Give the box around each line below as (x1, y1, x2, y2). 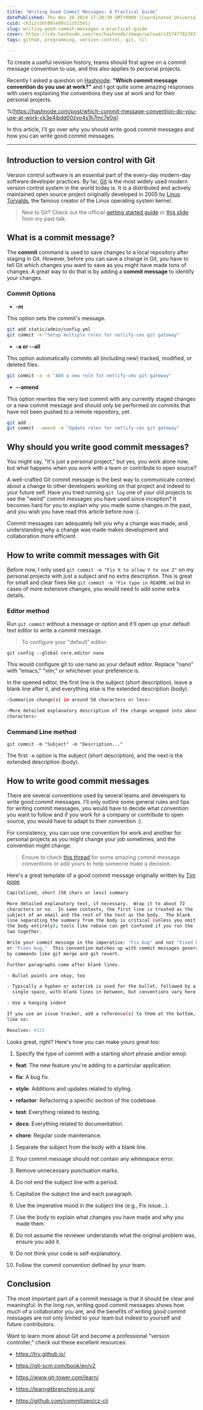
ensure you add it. (15, 1238, 61, 1245)
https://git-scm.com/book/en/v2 (15, 1362, 96, 1369)
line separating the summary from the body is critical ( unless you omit (7, 917, 196, 923)
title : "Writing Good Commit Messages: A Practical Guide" (7, 8, 158, 15)
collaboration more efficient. (7, 533, 77, 540)
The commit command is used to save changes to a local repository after (7, 248, 189, 256)
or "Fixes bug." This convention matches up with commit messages (7, 945, 180, 951)
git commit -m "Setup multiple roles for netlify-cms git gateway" (7, 332, 180, 338)
